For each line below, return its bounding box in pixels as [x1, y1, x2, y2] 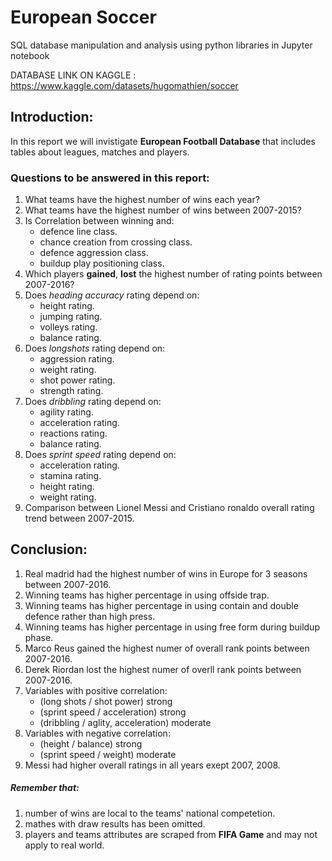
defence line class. [39, 226, 118, 238]
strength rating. [39, 385, 104, 397]
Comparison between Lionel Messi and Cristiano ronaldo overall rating [24, 502, 315, 514]
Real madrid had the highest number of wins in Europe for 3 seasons [24, 567, 308, 580]
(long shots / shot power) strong [39, 695, 173, 707]
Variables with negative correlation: [24, 727, 171, 739]
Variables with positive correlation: [24, 684, 168, 696]
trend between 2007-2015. [24, 512, 135, 525]
